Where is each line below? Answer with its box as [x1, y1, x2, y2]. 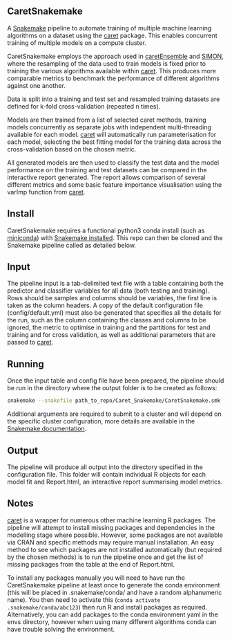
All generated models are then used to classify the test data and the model [7, 158, 220, 167]
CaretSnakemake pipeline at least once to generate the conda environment [7, 580, 220, 589]
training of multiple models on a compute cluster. [7, 38, 146, 47]
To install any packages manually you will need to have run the [7, 574, 185, 582]
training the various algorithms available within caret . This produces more [7, 66, 216, 75]
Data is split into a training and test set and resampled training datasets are [7, 95, 220, 103]
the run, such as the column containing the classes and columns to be [7, 316, 206, 324]
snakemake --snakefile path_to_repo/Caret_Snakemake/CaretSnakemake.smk [7, 397, 221, 404]
